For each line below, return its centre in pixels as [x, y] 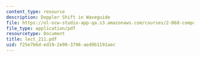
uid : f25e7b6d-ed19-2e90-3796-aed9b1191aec [61, 45]
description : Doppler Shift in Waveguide [58, 17]
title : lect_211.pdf [32, 39]
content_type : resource [36, 12]
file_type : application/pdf [41, 28]
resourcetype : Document [36, 34]
